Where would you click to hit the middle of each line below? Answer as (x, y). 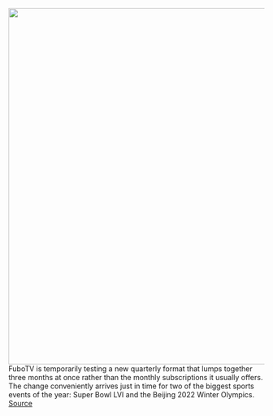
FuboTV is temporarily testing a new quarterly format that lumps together (131, 369)
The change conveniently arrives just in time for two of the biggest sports (131, 386)
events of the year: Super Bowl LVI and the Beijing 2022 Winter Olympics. (131, 394)
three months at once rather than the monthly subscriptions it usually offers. (136, 377)
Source (20, 403)
